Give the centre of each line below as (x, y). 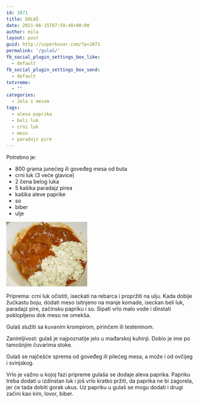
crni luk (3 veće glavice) (45, 175)
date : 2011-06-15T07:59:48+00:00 (48, 25)
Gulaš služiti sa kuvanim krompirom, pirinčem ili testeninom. (80, 327)
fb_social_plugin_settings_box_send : (53, 70)
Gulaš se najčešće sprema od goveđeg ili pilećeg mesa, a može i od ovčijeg (99, 357)
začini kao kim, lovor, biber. (40, 394)
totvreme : (19, 82)
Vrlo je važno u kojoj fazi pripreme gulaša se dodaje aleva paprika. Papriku (98, 375)
